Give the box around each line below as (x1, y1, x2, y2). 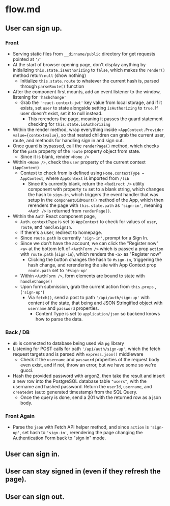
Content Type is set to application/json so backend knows (35, 310, 160, 316)
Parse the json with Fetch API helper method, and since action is (12, 424, 149, 430)
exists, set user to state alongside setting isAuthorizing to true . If (20, 104, 158, 111)
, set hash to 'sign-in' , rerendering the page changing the (19, 430, 143, 436)
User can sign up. (5, 24, 63, 33)
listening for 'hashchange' (12, 94, 67, 100)
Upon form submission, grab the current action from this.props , (20, 283, 157, 289)
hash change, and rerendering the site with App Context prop (27, 261, 157, 268)
